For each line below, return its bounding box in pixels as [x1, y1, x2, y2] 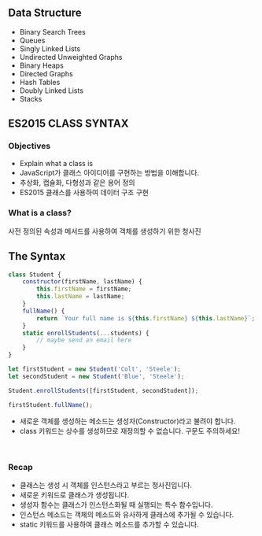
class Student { [8, 271, 61, 279]
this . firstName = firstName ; [36, 285, 132, 294]
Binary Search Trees [19, 27, 87, 36]
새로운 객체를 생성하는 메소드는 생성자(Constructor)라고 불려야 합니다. [19, 416, 236, 426]
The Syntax [8, 250, 66, 263]
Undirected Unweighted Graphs [19, 52, 124, 61]
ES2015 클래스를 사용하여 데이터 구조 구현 [19, 187, 149, 197]
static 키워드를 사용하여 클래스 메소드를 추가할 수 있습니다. [19, 519, 199, 529]
